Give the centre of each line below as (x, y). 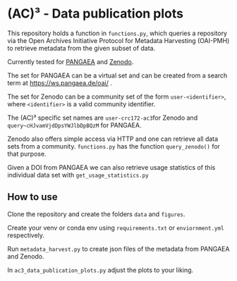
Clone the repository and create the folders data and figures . (96, 214)
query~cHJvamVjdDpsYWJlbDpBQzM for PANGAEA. (74, 125)
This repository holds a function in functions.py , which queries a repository (117, 33)
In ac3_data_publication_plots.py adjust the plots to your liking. (101, 270)
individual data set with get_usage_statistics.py (78, 175)
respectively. (26, 235)
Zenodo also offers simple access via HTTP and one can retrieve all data (113, 139)
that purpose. (27, 154)
